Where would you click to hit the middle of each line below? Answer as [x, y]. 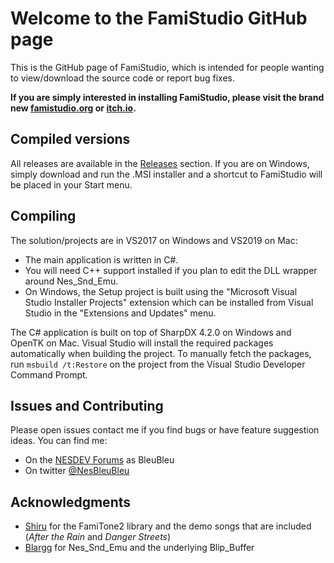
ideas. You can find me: [59, 441]
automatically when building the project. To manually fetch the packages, [161, 353]
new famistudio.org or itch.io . [73, 108]
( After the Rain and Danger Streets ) [98, 537]
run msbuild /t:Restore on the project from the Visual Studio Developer [158, 364]
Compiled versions [70, 139]
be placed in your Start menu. [71, 184]
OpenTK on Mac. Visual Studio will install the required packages [142, 343]
